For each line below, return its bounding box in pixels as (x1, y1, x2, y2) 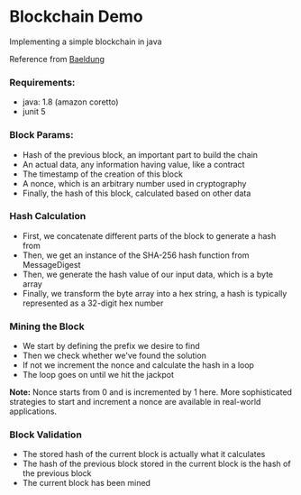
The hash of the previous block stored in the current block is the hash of (22, 458, 291, 470)
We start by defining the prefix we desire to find (22, 341, 200, 352)
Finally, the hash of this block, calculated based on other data (22, 188, 251, 198)
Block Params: (9, 129, 74, 142)
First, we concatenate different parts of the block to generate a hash (22, 230, 277, 241)
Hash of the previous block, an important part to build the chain (22, 149, 259, 160)
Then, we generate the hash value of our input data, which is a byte (22, 269, 273, 280)
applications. (9, 406, 57, 417)
